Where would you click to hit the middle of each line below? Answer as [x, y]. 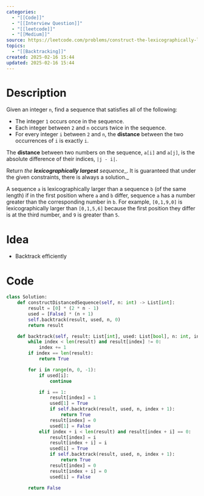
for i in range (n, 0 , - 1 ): [62, 370]
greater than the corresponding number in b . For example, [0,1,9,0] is [94, 202]
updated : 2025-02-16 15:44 [40, 63]
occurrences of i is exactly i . [52, 141]
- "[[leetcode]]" [34, 29]
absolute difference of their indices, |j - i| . [62, 159]
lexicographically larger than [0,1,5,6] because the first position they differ [101, 208]
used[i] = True [69, 449]
